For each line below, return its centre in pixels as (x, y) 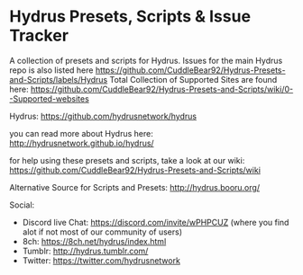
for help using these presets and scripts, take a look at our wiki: (127, 160)
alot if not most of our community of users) (102, 232)
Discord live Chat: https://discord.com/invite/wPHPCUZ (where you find (156, 222)
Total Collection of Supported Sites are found (193, 79)
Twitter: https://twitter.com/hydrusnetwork (101, 260)
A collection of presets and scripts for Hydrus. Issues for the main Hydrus (146, 60)
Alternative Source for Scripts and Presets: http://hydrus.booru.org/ (134, 187)
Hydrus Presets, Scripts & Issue (130, 17)
